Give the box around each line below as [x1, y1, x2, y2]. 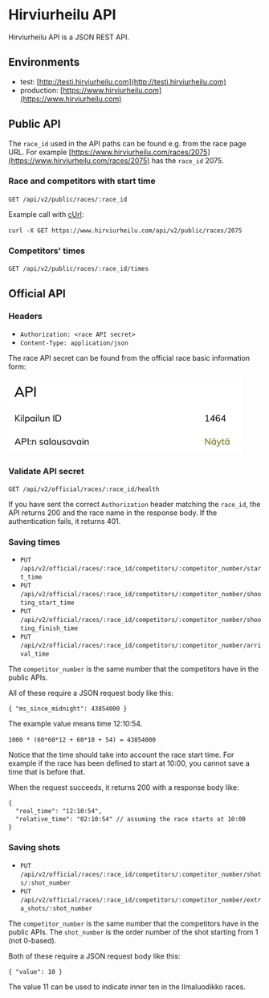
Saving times [8, 537, 60, 548]
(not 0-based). [8, 935, 57, 945]
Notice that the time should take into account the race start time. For [8, 750, 234, 760]
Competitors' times [8, 245, 86, 256]
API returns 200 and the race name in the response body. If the [8, 508, 218, 517]
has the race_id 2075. [151, 155, 224, 166]
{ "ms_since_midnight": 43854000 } [8, 705, 128, 713]
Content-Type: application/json [19, 339, 128, 347]
